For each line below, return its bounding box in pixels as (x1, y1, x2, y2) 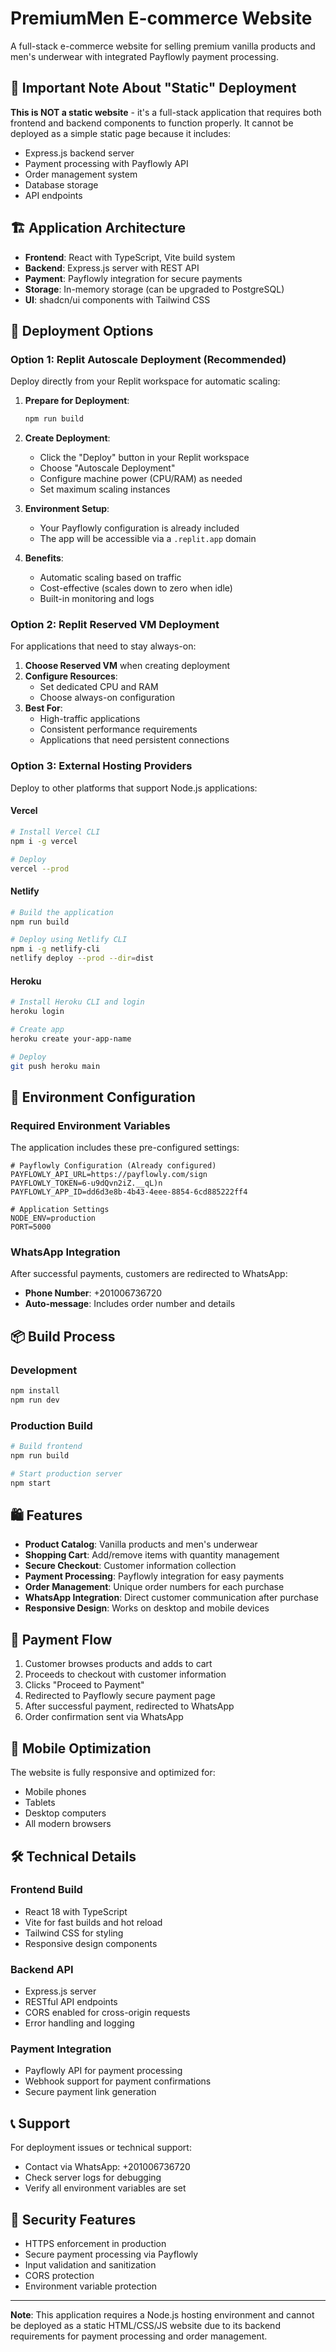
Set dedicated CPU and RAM (39, 681, 159, 693)
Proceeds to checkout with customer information (24, 1668, 227, 1681)
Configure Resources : (24, 670, 118, 682)
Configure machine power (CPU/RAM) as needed (39, 473, 243, 485)
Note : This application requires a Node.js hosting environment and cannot (10, 2309, 315, 2321)
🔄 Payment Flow (10, 1631, 113, 1648)
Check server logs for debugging (24, 2172, 162, 2184)
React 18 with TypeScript (24, 1905, 128, 1917)
